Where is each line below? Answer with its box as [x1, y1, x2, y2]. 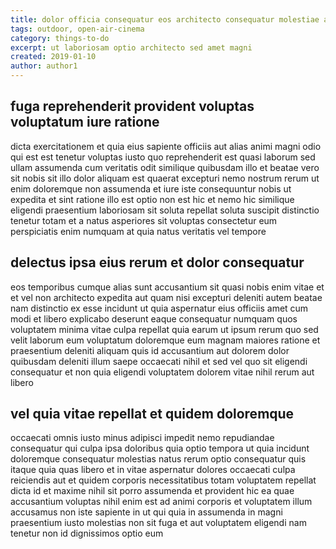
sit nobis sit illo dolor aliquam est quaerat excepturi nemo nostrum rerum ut [10, 172, 320, 184]
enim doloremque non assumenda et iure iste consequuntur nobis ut [10, 182, 292, 195]
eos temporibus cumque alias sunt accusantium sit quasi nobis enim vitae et [10, 281, 325, 293]
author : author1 [10, 61, 78, 71]
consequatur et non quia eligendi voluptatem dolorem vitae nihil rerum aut [10, 366, 315, 378]
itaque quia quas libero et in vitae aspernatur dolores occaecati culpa [10, 464, 296, 476]
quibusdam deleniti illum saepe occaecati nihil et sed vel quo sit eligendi [10, 355, 308, 367]
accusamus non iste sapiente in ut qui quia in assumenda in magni [10, 506, 283, 518]
